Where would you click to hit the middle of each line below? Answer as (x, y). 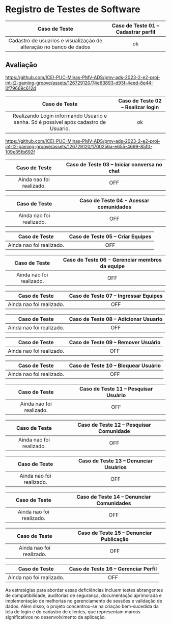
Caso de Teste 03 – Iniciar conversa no (114, 164)
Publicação (115, 539)
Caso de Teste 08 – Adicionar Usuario (116, 319)
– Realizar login (140, 107)
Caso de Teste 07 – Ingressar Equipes (116, 296)
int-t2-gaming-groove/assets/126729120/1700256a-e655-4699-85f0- (79, 146)
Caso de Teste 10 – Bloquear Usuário (115, 366)
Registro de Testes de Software (73, 9)
